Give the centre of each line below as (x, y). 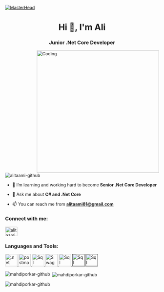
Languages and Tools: (32, 246)
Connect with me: (27, 219)
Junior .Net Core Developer (82, 43)
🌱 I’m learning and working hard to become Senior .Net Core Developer (84, 185)
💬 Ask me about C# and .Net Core (47, 194)
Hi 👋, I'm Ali (82, 27)
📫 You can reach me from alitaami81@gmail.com (63, 204)
